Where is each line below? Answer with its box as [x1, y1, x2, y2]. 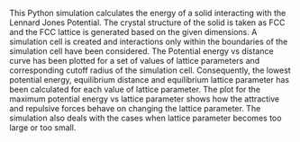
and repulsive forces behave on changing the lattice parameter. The [9, 103, 261, 113]
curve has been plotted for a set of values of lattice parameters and [9, 56, 260, 66]
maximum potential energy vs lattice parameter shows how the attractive [9, 93, 280, 104]
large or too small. [9, 122, 77, 133]
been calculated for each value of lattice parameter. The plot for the [9, 84, 261, 94]
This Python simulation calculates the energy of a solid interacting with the [9, 8, 286, 18]
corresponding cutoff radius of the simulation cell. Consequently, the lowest [9, 65, 291, 75]
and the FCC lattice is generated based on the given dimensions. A [9, 27, 258, 37]
